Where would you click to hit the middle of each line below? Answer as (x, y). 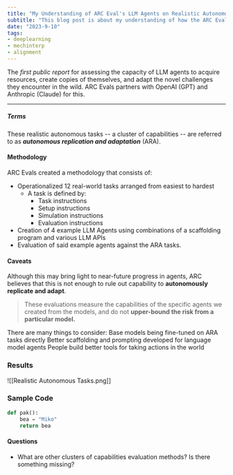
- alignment (24, 53)
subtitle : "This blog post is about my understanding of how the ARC (110, 20)
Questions (23, 442)
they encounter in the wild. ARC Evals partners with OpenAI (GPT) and (107, 87)
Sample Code (30, 398)
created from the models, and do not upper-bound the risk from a (119, 312)
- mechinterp (26, 46)
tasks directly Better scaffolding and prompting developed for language (109, 340)
